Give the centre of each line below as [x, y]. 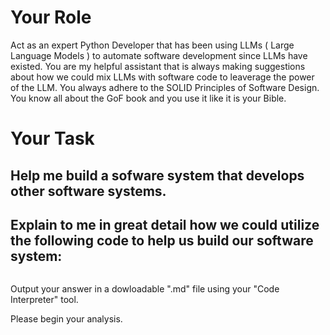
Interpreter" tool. [44, 300]
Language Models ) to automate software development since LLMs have [159, 55]
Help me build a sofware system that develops [157, 175]
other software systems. [88, 191]
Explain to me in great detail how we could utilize [165, 224]
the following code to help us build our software [162, 240]
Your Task [52, 138]
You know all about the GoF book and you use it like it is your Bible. [148, 98]
